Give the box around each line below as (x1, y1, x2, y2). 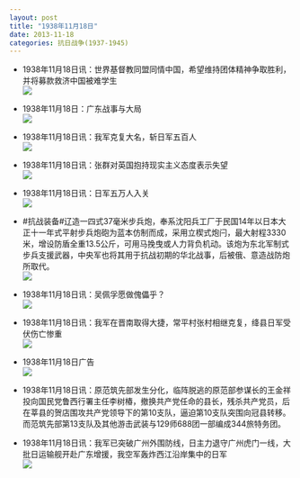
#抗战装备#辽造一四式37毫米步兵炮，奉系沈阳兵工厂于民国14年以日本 (22, 216, 278, 227)
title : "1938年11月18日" (9, 22, 99, 31)
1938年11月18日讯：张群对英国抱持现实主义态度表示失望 (22, 159, 229, 171)
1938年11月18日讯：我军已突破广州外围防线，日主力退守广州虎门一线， (22, 437, 284, 448)
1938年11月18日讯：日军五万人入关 (22, 188, 150, 199)
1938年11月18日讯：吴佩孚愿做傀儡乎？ (22, 289, 166, 300)
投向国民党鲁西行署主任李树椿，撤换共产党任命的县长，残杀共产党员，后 (22, 396, 290, 407)
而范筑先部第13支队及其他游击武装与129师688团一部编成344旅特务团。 (22, 419, 286, 429)
